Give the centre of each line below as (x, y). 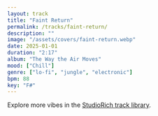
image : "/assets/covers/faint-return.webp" (72, 40)
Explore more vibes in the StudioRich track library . (79, 105)
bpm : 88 (19, 79)
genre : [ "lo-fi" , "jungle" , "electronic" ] (70, 72)
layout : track (28, 14)
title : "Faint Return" (40, 20)
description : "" (31, 33)
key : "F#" (22, 85)
